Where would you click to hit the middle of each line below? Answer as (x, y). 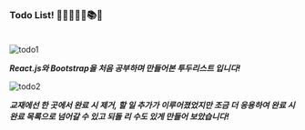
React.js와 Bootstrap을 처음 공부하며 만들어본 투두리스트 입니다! (125, 68)
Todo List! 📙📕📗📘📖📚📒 (56, 15)
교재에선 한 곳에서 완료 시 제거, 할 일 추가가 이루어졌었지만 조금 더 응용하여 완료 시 (152, 105)
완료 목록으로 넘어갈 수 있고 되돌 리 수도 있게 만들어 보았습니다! (119, 116)
